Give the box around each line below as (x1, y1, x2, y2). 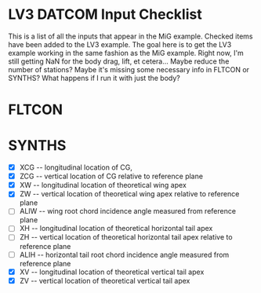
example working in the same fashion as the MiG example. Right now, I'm (8, 48, 245, 57)
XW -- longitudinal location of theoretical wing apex (19, 181, 187, 190)
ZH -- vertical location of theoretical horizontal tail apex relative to (19, 233, 233, 242)
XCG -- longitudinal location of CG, (19, 163, 133, 172)
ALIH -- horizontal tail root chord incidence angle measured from (19, 250, 230, 259)
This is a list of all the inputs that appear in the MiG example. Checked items (8, 31, 253, 41)
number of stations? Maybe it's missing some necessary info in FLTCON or (8, 64, 249, 74)
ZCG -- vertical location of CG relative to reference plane (19, 171, 204, 181)
